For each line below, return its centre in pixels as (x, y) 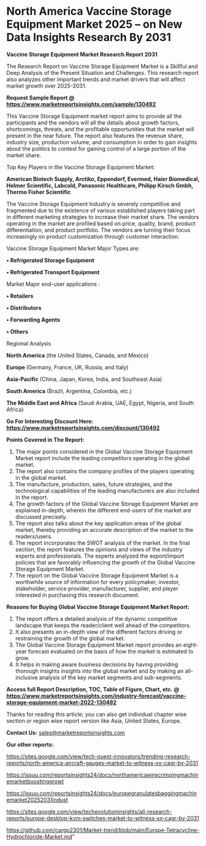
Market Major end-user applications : (53, 284)
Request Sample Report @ (40, 98)
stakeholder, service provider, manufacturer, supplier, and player (97, 588)
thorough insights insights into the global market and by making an (99, 671)
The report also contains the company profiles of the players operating (105, 471)
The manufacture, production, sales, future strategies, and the (94, 484)
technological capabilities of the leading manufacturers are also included (107, 490)
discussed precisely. (41, 517)
